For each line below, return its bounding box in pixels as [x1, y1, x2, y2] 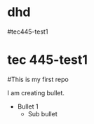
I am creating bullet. [7, 88, 65, 97]
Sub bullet [27, 109, 58, 118]
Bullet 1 [17, 102, 39, 111]
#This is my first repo [7, 75, 69, 83]
